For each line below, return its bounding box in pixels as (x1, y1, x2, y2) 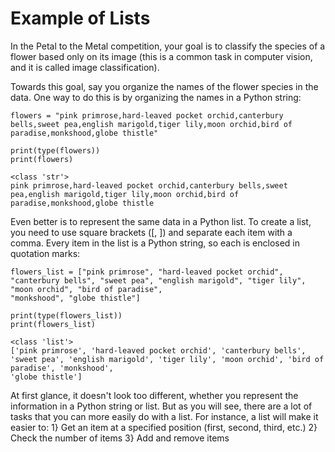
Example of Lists (10, 7, 151, 30)
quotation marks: (10, 247, 81, 259)
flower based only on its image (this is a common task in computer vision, (10, 50, 313, 62)
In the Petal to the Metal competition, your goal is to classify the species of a (10, 40, 326, 52)
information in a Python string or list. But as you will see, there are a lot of (10, 400, 313, 412)
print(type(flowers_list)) (10, 310, 123, 321)
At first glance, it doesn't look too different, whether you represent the (10, 389, 299, 401)
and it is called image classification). (10, 61, 160, 73)
